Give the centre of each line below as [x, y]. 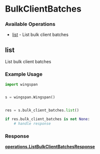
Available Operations [30, 24]
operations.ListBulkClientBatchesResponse [50, 147]
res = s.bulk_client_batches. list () [42, 110]
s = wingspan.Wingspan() [30, 97]
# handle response [32, 124]
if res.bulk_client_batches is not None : [48, 119]
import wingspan [21, 84]
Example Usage [24, 74]
